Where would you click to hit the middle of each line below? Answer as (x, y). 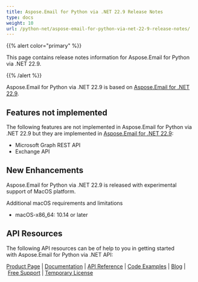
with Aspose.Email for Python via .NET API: (60, 254)
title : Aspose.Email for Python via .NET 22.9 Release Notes (85, 12)
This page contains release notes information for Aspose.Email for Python (98, 57)
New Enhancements (45, 170)
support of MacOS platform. (41, 191)
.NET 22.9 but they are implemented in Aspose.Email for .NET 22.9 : (90, 134)
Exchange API (32, 152)
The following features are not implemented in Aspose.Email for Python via (99, 127)
